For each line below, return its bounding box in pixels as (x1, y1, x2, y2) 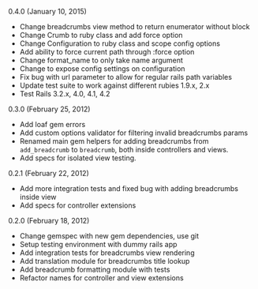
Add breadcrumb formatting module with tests (19, 265, 170, 274)
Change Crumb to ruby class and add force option (19, 31, 183, 39)
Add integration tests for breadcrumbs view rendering (19, 248, 195, 257)
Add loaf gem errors (19, 120, 86, 129)
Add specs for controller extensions (19, 201, 136, 210)
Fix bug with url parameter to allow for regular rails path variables (19, 73, 233, 81)
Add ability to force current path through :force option (19, 47, 195, 56)
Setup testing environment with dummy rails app (19, 240, 178, 249)
